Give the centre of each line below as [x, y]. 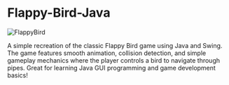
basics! [18, 75]
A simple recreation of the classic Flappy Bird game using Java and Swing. [115, 45]
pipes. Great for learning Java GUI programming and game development [111, 68]
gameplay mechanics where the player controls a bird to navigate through [114, 60]
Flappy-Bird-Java [59, 13]
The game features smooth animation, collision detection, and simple [107, 53]
